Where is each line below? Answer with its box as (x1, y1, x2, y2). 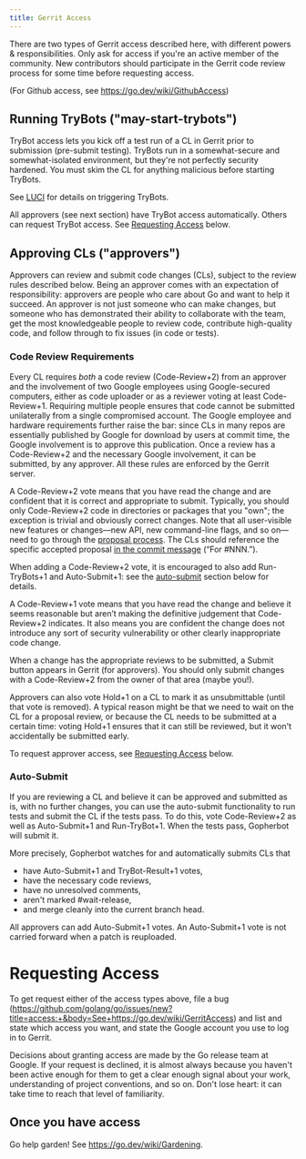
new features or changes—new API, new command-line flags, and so (9, 524, 270, 535)
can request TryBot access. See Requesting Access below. (9, 219, 230, 230)
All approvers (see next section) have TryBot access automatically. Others (9, 209, 288, 220)
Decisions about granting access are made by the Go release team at (9, 1049, 269, 1061)
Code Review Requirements (9, 351, 135, 363)
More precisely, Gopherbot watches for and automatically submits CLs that (9, 848, 291, 859)
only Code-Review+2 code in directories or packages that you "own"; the (9, 504, 285, 515)
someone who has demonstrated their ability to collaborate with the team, (9, 309, 287, 320)
